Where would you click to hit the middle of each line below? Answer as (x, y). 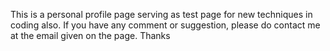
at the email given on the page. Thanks (90, 35)
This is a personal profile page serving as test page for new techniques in (161, 14)
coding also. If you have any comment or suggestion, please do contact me (165, 25)
